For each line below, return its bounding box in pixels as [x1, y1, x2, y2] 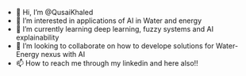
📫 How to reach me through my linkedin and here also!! [15, 59, 198, 67]
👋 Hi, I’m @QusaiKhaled [15, 8, 94, 17]
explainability [15, 32, 60, 42]
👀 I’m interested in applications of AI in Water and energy [15, 16, 202, 25]
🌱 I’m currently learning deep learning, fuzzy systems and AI [15, 25, 214, 33]
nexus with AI [40, 50, 86, 59]
